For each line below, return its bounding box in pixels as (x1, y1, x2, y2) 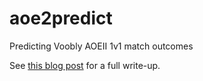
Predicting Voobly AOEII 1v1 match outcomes (9, 40, 194, 52)
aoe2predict (9, 7, 113, 30)
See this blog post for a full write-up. (9, 59, 161, 71)
